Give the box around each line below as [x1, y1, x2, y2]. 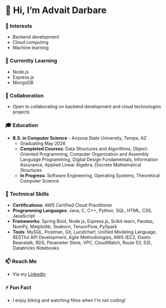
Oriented [20, 151, 39, 157]
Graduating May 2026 [20, 141, 66, 147]
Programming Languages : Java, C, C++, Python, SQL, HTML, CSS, [12, 207, 152, 213]
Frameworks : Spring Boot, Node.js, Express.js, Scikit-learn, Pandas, [12, 218, 154, 224]
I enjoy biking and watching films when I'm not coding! [12, 297, 126, 303]
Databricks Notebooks [12, 244, 59, 251]
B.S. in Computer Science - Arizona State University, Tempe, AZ [12, 135, 147, 141]
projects [12, 109, 30, 115]
